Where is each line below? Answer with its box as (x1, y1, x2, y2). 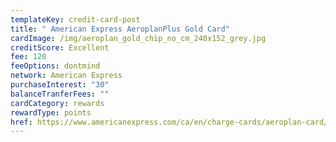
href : (10, 117, 33, 127)
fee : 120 (10, 52, 47, 62)
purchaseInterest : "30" (10, 80, 110, 90)
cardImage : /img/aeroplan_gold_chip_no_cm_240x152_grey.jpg (10, 33, 267, 43)
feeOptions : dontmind (10, 61, 101, 71)
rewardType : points (10, 107, 92, 118)
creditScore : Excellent (10, 42, 110, 53)
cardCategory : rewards (10, 98, 105, 108)
